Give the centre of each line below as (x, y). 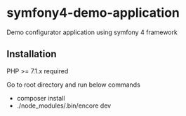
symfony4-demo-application (93, 13)
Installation (32, 54)
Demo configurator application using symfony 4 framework (92, 32)
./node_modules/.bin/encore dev (64, 106)
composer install (41, 98)
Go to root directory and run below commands (74, 85)
